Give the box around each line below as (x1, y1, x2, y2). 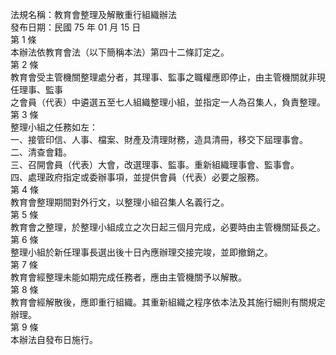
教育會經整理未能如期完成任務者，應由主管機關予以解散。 (10, 271, 247, 283)
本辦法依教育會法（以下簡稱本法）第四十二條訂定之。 (10, 46, 230, 58)
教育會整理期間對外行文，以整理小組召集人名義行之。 (10, 196, 230, 208)
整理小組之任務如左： (10, 121, 98, 133)
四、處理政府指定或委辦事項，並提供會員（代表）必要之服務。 (10, 171, 265, 183)
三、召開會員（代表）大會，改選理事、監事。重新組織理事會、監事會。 (10, 159, 300, 170)
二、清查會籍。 (10, 146, 72, 158)
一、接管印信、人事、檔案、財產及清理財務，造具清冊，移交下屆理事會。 (10, 134, 308, 145)
